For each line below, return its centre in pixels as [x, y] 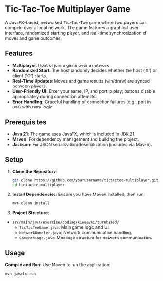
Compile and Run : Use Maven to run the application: [58, 264]
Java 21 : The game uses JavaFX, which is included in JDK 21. [74, 134]
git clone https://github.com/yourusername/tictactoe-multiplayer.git [85, 180]
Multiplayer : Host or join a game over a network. [61, 65]
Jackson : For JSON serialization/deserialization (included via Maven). [82, 144]
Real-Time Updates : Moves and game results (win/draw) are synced [81, 81]
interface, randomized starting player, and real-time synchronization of [76, 33]
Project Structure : [31, 213]
